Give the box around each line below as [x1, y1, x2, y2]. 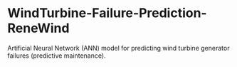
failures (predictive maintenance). [7, 51, 106, 60]
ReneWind [7, 20, 70, 36]
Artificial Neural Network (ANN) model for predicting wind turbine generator [7, 43, 230, 52]
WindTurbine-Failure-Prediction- [7, 5, 208, 21]
